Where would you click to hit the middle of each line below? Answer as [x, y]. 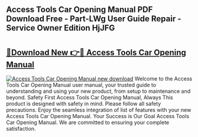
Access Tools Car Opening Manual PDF [79, 10]
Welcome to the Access [163, 78]
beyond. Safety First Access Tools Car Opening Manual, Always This [90, 97]
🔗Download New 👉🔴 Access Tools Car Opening [96, 52]
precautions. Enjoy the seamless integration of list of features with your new [99, 110]
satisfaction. [21, 128]
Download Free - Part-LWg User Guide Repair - [94, 19]
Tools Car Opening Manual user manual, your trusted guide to [81, 85]
